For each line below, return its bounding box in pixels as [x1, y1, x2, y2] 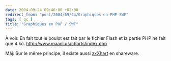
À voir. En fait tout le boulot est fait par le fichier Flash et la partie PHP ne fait [5, 35, 166, 41]
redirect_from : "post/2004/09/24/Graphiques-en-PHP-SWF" [5, 12, 129, 17]
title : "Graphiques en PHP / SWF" [5, 21, 79, 27]
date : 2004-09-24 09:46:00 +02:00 [5, 7, 79, 13]
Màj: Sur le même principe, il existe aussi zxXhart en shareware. [5, 50, 139, 56]
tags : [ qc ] [5, 17, 33, 22]
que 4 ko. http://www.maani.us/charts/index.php [5, 41, 107, 47]
